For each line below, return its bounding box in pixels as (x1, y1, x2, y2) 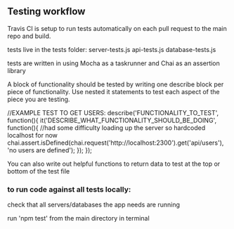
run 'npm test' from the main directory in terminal (7, 214, 150, 223)
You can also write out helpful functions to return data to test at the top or (7, 159, 221, 168)
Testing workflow (7, 6, 86, 18)
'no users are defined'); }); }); (7, 145, 93, 154)
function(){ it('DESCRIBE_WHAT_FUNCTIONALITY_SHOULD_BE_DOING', (7, 116, 216, 124)
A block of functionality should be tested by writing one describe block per (7, 80, 224, 89)
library (7, 66, 26, 74)
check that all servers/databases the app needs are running (7, 200, 181, 209)
